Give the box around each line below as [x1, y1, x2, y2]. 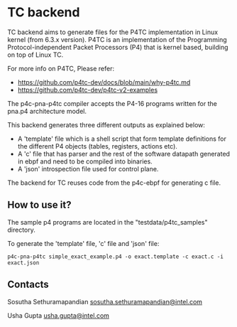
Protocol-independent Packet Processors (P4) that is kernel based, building [7, 43, 228, 51]
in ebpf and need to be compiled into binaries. [17, 157, 153, 166]
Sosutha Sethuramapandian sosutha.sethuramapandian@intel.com [7, 297, 203, 306]
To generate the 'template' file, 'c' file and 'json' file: [7, 239, 160, 247]
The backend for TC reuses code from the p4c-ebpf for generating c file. [7, 178, 221, 187]
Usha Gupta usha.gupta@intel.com [7, 311, 110, 320]
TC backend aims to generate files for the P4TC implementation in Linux [7, 28, 219, 36]
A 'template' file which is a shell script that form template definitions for [17, 134, 227, 143]
